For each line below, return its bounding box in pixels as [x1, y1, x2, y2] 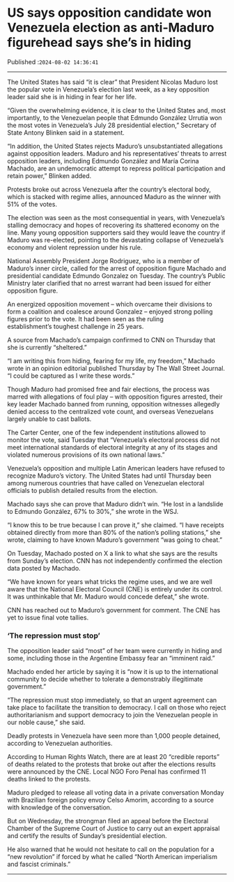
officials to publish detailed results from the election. [7, 486, 158, 494]
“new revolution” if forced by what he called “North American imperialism [7, 853, 218, 861]
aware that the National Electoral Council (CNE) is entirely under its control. [7, 585, 223, 593]
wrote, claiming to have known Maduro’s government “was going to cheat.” [7, 536, 223, 544]
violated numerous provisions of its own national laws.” [7, 450, 165, 459]
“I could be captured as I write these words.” [7, 372, 135, 380]
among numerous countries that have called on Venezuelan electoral [7, 478, 205, 487]
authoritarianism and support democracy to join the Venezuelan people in [7, 711, 218, 719]
